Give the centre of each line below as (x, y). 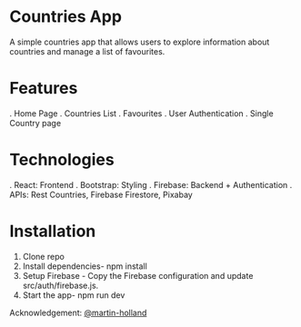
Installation (53, 231)
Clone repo (44, 256)
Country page (35, 123)
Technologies (62, 160)
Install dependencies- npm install (85, 266)
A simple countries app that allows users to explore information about (140, 42)
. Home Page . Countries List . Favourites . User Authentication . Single (142, 113)
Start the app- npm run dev (74, 295)
